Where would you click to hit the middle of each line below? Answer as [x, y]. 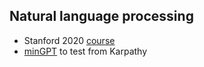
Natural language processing [101, 16]
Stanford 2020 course [69, 40]
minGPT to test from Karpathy [85, 51]
